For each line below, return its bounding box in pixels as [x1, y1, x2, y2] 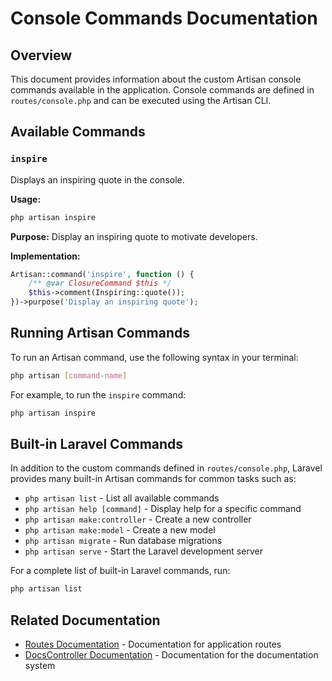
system [24, 660, 56, 672]
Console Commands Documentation [10, 7, 318, 30]
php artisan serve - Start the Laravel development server [24, 545, 263, 557]
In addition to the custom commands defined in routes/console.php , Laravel [10, 462, 323, 474]
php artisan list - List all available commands [24, 492, 220, 504]
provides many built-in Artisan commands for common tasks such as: [10, 473, 297, 485]
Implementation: [10, 250, 81, 262]
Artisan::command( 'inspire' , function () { [10, 269, 195, 279]
